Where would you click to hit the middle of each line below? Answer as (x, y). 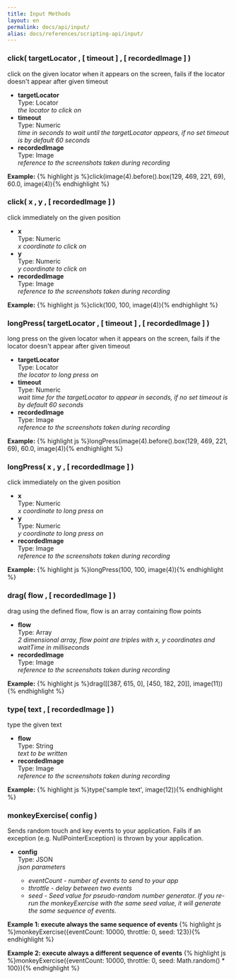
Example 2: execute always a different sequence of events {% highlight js (117, 953)
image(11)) (208, 684)
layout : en (23, 20)
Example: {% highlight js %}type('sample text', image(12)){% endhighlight (115, 790)
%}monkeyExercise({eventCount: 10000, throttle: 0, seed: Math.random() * (116, 961)
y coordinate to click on (52, 269)
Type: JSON (35, 860)
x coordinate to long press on (60, 511)
